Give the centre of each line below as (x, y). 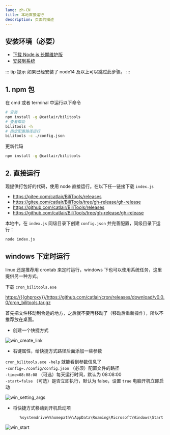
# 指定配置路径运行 (23, 131)
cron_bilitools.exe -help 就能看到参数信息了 (53, 362)
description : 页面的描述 (30, 19)
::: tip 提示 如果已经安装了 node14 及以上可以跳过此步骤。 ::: (68, 72)
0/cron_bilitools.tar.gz (28, 302)
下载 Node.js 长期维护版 (38, 55)
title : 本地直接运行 (25, 15)
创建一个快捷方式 (31, 330)
